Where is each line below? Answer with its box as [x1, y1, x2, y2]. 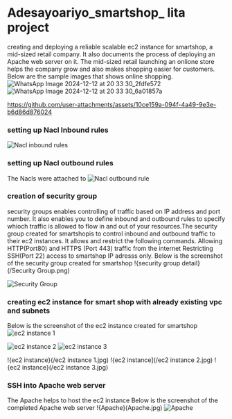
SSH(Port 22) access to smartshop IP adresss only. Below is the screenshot [7, 252, 223, 260]
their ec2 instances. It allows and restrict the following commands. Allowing [7, 236, 223, 245]
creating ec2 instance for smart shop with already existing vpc [7, 297, 223, 306]
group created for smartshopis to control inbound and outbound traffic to [7, 229, 216, 238]
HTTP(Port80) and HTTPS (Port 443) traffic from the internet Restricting [7, 244, 213, 252]
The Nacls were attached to [7, 174, 87, 182]
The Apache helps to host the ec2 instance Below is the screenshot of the [7, 396, 218, 404]
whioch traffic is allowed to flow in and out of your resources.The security [7, 222, 218, 230]
